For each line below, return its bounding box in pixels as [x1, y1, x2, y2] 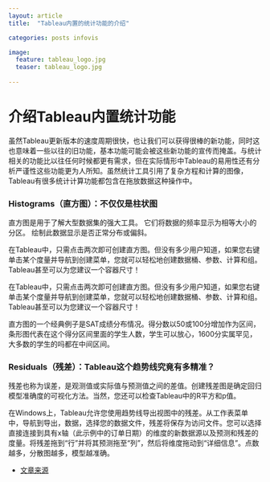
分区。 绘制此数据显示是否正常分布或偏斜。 [8, 228, 151, 238]
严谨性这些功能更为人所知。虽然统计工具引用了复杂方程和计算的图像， [14, 165, 247, 175]
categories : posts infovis [8, 34, 99, 42]
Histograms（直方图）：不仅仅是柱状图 [8, 198, 158, 209]
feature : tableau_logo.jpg [15, 55, 106, 64]
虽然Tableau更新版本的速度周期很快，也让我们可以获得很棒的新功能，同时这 [8, 136, 260, 145]
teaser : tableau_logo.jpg [15, 63, 103, 71]
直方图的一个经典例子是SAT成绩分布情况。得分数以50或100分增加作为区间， [8, 319, 260, 329]
